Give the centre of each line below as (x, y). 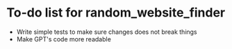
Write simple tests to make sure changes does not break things (107, 32)
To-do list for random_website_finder (116, 13)
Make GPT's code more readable (64, 39)
